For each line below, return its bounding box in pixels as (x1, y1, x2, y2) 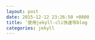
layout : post (6, 8, 39, 15)
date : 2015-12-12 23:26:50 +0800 (6, 14, 90, 20)
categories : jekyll (6, 25, 55, 31)
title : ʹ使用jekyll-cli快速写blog (6, 19, 88, 25)
